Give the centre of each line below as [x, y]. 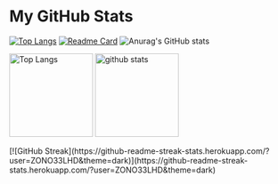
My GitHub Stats [71, 16]
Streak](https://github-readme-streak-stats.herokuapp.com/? [157, 151]
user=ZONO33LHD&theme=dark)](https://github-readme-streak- [128, 160]
